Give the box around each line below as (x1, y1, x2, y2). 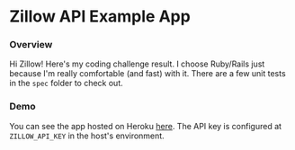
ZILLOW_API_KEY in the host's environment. (9, 130, 165, 141)
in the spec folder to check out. (9, 78, 123, 89)
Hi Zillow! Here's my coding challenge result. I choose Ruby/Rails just (9, 58, 265, 69)
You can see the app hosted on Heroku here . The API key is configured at (9, 120, 282, 131)
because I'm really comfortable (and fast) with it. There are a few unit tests (9, 68, 286, 79)
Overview (9, 39, 53, 51)
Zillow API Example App (9, 6, 191, 27)
